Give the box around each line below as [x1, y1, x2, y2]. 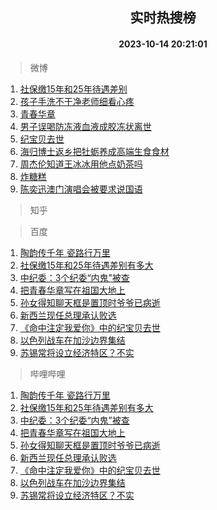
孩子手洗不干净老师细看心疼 [19, 95, 135, 107]
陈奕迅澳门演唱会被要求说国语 [19, 183, 143, 195]
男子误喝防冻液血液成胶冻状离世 [19, 120, 152, 132]
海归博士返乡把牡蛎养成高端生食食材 [19, 145, 170, 157]
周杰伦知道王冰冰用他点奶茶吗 [19, 158, 143, 170]
